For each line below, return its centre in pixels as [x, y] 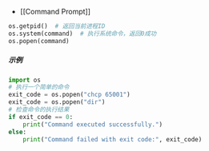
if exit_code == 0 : [41, 117]
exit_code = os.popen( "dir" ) [57, 102]
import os [25, 80]
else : [17, 132]
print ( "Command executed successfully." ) [92, 124]
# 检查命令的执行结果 [39, 110]
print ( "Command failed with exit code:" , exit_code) [113, 139]
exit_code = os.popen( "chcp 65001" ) [69, 95]
